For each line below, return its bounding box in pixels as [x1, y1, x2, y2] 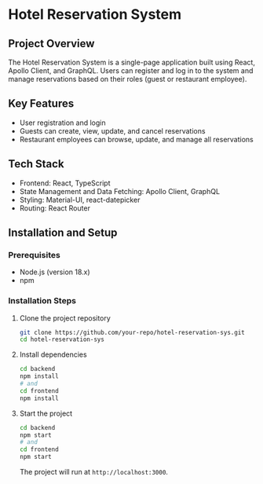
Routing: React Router [19, 203, 90, 213]
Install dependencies [19, 350, 88, 359]
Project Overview [8, 37, 95, 50]
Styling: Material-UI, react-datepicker [19, 195, 141, 204]
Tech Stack [8, 157, 64, 170]
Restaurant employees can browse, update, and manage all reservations [19, 134, 254, 144]
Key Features [8, 97, 75, 111]
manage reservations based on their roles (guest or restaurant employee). [8, 75, 247, 83]
